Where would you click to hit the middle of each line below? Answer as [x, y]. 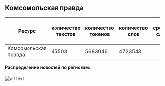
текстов [66, 34]
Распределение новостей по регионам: [48, 67]
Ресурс [27, 31]
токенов [100, 34]
